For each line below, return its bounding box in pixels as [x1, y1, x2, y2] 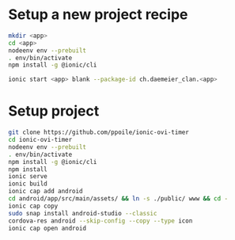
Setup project [8, 102, 100, 120]
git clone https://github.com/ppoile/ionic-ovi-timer [8, 128, 190, 136]
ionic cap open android [8, 224, 87, 232]
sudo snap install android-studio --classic [8, 209, 157, 217]
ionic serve [8, 173, 47, 181]
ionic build [8, 180, 47, 188]
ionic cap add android [8, 188, 83, 196]
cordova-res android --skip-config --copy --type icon [8, 216, 193, 225]
